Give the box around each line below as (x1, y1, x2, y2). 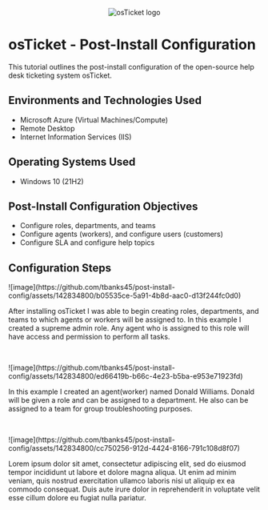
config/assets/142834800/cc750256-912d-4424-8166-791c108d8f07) (8, 444, 240, 453)
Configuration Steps (8, 261, 112, 275)
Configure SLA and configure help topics (19, 238, 155, 247)
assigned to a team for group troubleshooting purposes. (8, 404, 194, 414)
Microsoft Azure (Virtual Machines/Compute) (19, 114, 169, 124)
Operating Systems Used (8, 155, 136, 169)
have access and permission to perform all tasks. (8, 332, 170, 342)
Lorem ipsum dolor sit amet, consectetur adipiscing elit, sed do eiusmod (8, 459, 246, 468)
